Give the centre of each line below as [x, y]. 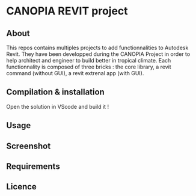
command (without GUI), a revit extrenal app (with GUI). [75, 73]
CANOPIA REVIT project [67, 11]
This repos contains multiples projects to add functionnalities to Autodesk [97, 47]
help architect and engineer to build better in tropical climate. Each [89, 60]
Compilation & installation [56, 92]
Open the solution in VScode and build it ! [58, 106]
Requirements [33, 166]
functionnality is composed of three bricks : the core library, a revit [89, 67]
